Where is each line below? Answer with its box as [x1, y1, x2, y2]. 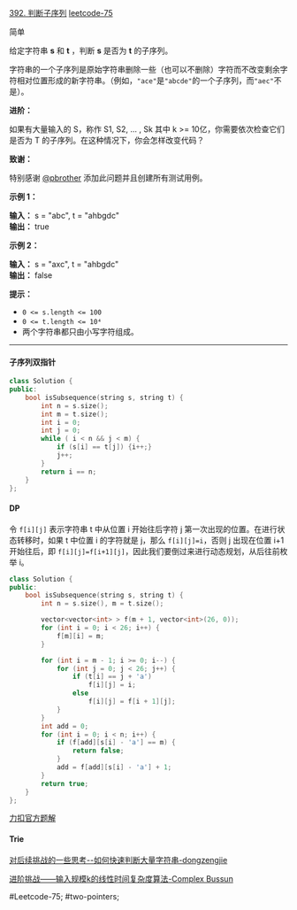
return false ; [72, 746, 125, 755]
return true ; [41, 779, 89, 788]
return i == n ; [41, 467, 97, 476]
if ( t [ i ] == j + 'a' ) [72, 672, 152, 682]
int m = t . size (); [41, 410, 109, 419]
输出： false [9, 270, 53, 281]
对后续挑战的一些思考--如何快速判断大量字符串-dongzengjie [9, 854, 228, 865]
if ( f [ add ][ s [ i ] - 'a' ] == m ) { [56, 738, 176, 747]
